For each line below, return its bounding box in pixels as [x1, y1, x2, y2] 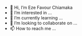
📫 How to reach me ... [9, 26, 56, 31]
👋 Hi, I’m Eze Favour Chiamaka [9, 5, 73, 10]
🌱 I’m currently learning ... [9, 15, 63, 20]
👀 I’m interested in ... [9, 10, 52, 16]
